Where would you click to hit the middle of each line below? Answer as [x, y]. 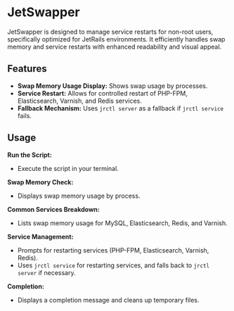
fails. [24, 115]
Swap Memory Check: [40, 182]
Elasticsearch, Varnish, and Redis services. [80, 101]
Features [27, 69]
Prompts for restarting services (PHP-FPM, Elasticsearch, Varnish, [113, 250]
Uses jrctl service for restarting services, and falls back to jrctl [113, 265]
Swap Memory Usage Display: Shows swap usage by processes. [112, 86]
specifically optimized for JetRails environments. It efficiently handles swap [116, 39]
